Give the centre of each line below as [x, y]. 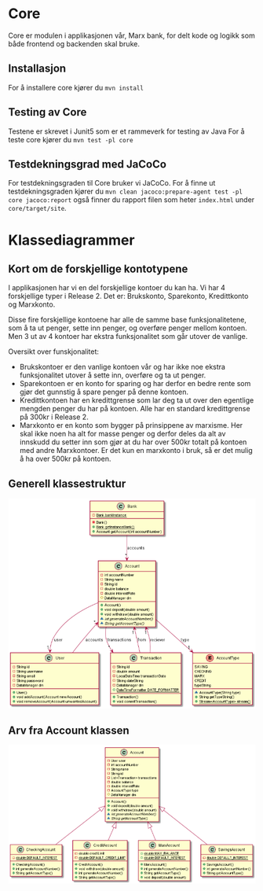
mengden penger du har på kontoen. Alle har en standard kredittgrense [135, 409]
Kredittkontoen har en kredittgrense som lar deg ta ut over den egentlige [137, 400]
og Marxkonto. [32, 304]
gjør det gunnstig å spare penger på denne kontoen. [104, 392]
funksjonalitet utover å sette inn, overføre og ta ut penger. [113, 375]
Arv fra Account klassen [69, 730]
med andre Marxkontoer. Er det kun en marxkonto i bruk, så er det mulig [136, 451]
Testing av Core [47, 112]
